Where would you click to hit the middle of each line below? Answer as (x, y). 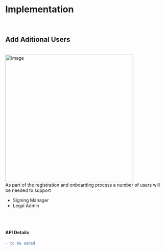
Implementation (40, 9)
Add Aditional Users (38, 40)
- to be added (20, 243)
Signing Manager (31, 200)
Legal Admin (26, 206)
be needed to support (28, 190)
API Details (17, 233)
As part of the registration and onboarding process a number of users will (82, 185)
